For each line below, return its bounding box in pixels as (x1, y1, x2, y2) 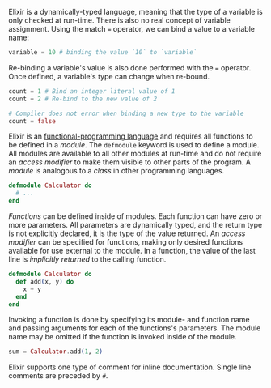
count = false (8, 117, 57, 125)
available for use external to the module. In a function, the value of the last (8, 246, 256, 255)
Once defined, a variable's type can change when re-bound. (8, 71, 210, 81)
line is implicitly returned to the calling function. (8, 254, 167, 264)
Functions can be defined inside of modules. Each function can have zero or (8, 211, 263, 221)
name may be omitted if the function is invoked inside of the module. (8, 332, 237, 342)
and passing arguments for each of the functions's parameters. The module (8, 323, 261, 333)
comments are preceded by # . (8, 371, 108, 381)
